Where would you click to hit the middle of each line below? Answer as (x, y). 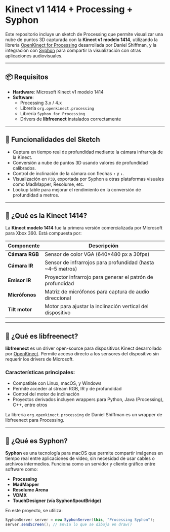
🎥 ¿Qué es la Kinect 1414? (46, 215)
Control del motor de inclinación (46, 394)
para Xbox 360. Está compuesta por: (44, 233)
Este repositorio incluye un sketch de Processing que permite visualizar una (84, 34)
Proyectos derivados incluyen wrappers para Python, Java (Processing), (88, 400)
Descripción (103, 246)
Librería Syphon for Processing (52, 113)
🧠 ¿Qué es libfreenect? (42, 336)
